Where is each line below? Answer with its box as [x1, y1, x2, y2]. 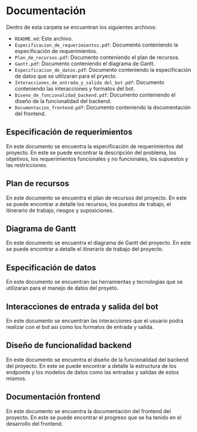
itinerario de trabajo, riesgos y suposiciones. [6, 207, 114, 214]
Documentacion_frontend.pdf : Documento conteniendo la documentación [14, 104, 191, 111]
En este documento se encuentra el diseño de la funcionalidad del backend [6, 356, 189, 363]
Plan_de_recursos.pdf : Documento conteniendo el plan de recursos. [14, 54, 180, 61]
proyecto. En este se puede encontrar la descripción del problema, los [6, 149, 176, 156]
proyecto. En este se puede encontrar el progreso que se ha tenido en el [6, 414, 182, 421]
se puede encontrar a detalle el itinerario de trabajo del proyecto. [6, 245, 163, 252]
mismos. [6, 375, 27, 382]
